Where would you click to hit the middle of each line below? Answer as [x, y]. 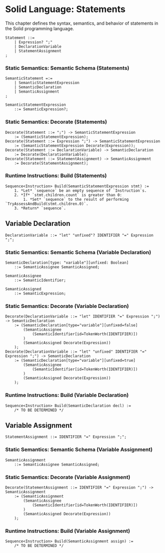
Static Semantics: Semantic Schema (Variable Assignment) [79, 450]
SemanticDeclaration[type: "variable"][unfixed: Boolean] [67, 263]
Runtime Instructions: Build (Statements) [56, 176]
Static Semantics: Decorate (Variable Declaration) [67, 306]
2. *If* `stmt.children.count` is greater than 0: [68, 195]
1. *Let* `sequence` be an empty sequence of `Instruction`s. [80, 190]
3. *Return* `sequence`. [40, 208]
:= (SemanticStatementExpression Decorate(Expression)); [75, 145]
